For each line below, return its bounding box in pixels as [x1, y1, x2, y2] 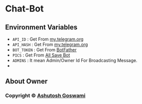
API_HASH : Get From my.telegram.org [12, 41, 88, 47]
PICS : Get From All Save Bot [12, 52, 70, 58]
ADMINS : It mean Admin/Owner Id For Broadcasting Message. [12, 57, 138, 63]
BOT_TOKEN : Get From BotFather [12, 47, 77, 52]
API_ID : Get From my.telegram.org [12, 36, 84, 42]
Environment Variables [5, 23, 78, 31]
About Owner [5, 77, 48, 85]
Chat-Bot [5, 3, 44, 14]
